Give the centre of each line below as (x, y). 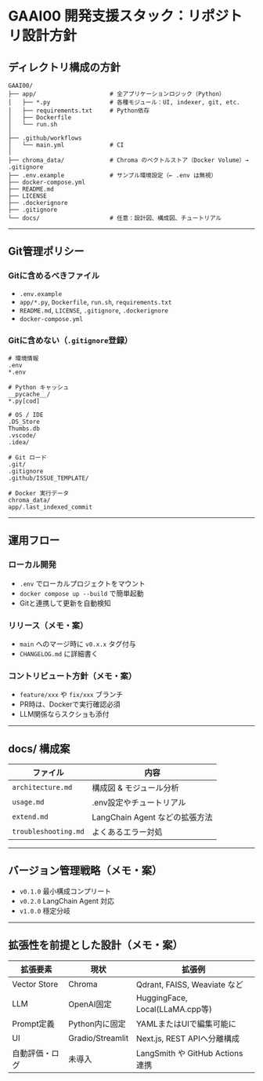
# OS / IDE (26, 415)
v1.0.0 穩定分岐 (45, 911)
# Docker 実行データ (38, 493)
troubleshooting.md (48, 832)
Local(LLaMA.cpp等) (174, 1009)
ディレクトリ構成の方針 (65, 67)
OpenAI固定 (90, 1004)
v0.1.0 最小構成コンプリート (65, 891)
